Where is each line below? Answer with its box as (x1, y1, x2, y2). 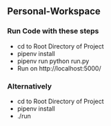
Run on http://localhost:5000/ (17, 64, 101, 72)
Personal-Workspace (7, 6, 101, 17)
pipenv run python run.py (17, 57, 90, 65)
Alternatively (7, 81, 52, 91)
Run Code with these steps (7, 26, 99, 36)
